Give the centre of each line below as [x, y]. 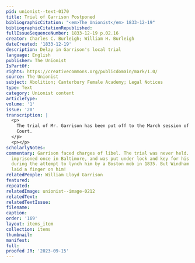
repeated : [18, 186]
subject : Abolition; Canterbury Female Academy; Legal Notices [85, 83]
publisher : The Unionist [36, 60]
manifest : [18, 240]
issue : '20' [20, 110]
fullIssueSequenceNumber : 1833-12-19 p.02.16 [62, 33]
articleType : [22, 98]
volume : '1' [20, 104]
